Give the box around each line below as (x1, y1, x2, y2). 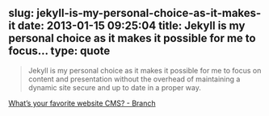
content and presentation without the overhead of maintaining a (27, 74, 241, 84)
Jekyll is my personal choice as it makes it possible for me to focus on (27, 65, 262, 75)
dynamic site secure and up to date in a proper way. (27, 82, 202, 92)
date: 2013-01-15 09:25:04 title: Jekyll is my (17, 19, 246, 33)
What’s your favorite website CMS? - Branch (8, 98, 156, 108)
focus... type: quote (8, 44, 111, 58)
